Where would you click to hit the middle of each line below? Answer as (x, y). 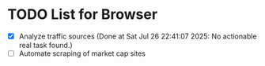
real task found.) (45, 45)
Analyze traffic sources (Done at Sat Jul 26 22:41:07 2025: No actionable (138, 36)
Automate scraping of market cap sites (82, 53)
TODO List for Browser (83, 15)
